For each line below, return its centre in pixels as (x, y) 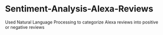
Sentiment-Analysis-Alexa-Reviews (79, 9)
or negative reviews (25, 27)
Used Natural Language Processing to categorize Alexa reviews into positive (82, 22)
